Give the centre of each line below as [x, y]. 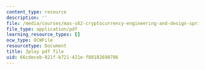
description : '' [27, 18]
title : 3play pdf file [35, 52]
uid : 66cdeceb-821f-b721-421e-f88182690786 [63, 57]
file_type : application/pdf [42, 29]
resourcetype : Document [37, 46]
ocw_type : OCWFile [30, 40]
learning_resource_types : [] [43, 35]
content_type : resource [37, 12]
